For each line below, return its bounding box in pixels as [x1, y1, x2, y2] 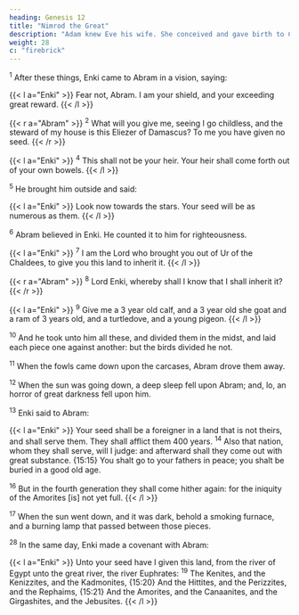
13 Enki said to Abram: [9, 406, 90, 418]
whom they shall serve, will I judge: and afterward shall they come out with [9, 445, 283, 455]
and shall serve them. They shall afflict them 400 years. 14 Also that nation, [9, 434, 284, 447]
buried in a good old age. [9, 464, 101, 475]
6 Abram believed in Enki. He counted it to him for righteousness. [9, 227, 247, 240]
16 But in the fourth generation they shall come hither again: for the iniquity [9, 481, 282, 494]
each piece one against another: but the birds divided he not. [9, 342, 233, 353]
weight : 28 [9, 37, 50, 47]
